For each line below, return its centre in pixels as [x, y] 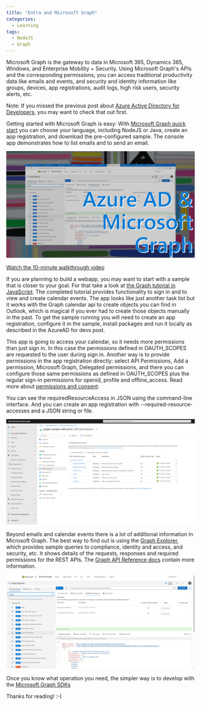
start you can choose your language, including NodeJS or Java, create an [97, 130]
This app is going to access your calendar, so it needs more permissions [95, 342]
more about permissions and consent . [53, 386]
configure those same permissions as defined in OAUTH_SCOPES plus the [98, 373]
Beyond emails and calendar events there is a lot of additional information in [100, 534]
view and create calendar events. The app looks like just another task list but [100, 298]
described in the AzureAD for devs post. [56, 330]
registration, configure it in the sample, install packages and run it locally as [99, 324]
